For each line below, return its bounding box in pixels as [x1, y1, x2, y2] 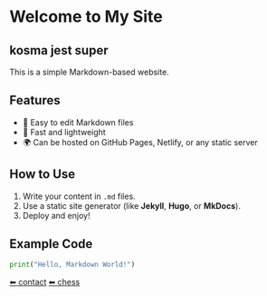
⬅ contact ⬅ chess [9, 277, 81, 288]
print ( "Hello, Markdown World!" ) [9, 261, 136, 270]
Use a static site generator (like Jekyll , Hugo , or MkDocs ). [22, 200, 242, 211]
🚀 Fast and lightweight [22, 126, 106, 137]
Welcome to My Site [9, 6, 163, 27]
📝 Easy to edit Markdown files [22, 116, 134, 128]
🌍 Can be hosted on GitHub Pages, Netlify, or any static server [22, 136, 258, 147]
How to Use [9, 166, 76, 183]
